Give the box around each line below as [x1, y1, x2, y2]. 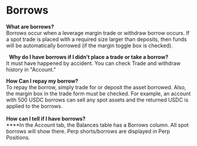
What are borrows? [6, 23, 54, 30]
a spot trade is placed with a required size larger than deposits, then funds [6, 35, 187, 43]
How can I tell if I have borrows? [6, 115, 86, 122]
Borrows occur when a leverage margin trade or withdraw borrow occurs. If [6, 29, 190, 36]
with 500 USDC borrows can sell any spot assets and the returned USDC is [6, 96, 189, 103]
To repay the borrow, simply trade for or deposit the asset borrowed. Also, [6, 83, 186, 90]
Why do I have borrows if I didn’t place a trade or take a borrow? [8, 53, 169, 60]
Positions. [6, 134, 31, 141]
